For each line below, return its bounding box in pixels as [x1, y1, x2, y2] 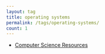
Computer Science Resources [14, 42, 88, 49]
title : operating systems [6, 14, 70, 20]
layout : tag [6, 8, 36, 15]
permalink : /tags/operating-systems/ [6, 20, 100, 26]
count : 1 [6, 25, 28, 31]
